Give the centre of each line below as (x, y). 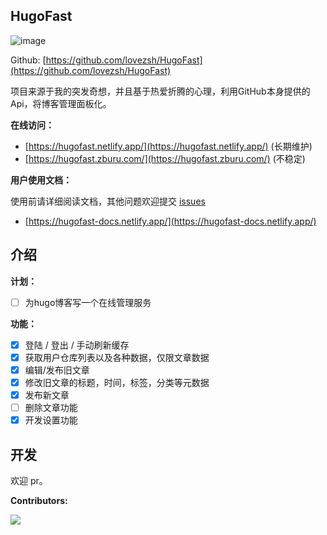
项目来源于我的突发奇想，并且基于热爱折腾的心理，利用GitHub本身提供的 (160, 91)
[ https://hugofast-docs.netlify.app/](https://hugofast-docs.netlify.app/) (170, 221)
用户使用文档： (41, 180)
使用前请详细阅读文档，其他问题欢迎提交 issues (108, 201)
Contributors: (39, 500)
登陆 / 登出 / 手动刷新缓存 (77, 345)
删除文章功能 (51, 407)
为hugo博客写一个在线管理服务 (88, 302)
